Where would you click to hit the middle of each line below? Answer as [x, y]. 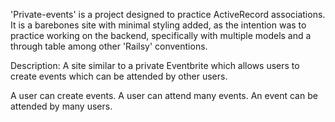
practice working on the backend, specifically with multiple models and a [161, 35]
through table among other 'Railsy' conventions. [109, 46]
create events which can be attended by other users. [119, 76]
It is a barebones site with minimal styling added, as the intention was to [158, 25]
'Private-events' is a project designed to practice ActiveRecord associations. [168, 14]
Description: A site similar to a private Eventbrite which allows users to [155, 65]
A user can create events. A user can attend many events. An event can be [164, 95]
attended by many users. [61, 106]
